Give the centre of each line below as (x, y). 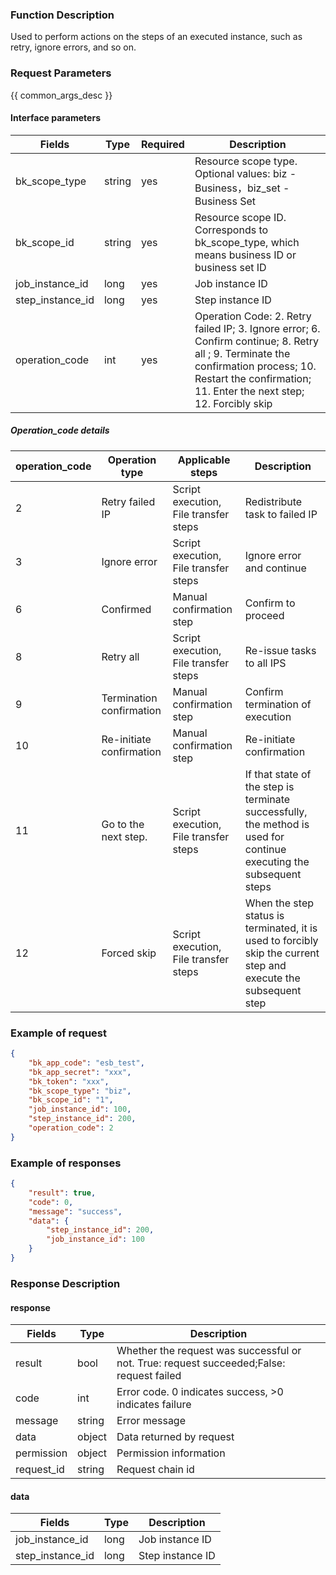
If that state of (278, 774)
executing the (277, 861)
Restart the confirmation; (253, 378)
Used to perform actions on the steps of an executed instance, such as (156, 37)
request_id (40, 1470)
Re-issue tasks (280, 650)
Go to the (123, 824)
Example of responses (66, 1163)
